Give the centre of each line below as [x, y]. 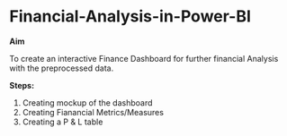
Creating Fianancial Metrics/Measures [93, 112]
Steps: [22, 85]
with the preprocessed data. [62, 68]
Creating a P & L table [63, 122]
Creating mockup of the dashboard [87, 102]
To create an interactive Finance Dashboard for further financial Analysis [144, 58]
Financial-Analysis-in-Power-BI [130, 17]
